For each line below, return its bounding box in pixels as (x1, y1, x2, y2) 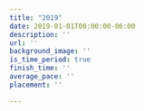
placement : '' (9, 80, 63, 89)
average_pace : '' (9, 72, 75, 81)
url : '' (9, 38, 39, 48)
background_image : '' (9, 47, 91, 56)
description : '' (9, 30, 71, 39)
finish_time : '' (9, 64, 71, 73)
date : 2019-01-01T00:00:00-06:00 (9, 22, 136, 31)
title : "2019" (9, 13, 63, 23)
